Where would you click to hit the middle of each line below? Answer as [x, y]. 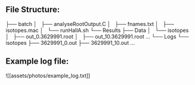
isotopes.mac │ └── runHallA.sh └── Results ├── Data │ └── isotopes [97, 30]
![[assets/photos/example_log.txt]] [48, 76]
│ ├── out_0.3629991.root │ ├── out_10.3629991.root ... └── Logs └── [97, 36]
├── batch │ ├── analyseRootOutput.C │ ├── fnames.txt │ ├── [90, 24]
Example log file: [37, 61]
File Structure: [33, 10]
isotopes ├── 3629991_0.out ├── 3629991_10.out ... [70, 42]
